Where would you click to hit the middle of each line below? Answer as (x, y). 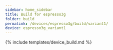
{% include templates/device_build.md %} (48, 42)
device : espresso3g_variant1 (35, 28)
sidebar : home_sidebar (29, 10)
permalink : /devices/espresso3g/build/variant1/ (57, 24)
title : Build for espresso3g (35, 14)
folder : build (20, 19)
